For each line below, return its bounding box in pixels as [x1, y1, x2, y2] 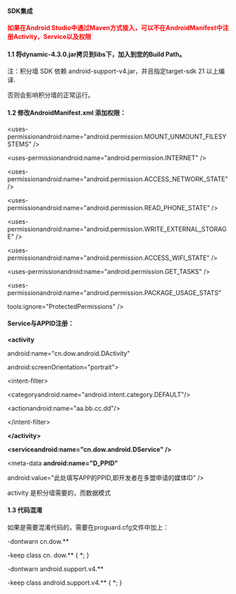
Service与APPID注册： [7, 319, 74, 328]
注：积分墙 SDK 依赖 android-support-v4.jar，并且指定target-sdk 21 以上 [7, 67, 219, 76]
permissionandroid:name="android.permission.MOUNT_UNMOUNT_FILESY [7, 132, 227, 141]
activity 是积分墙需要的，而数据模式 [7, 489, 111, 497]
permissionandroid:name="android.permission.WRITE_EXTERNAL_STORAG [7, 224, 228, 233]
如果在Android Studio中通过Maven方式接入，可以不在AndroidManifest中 [7, 23, 223, 32]
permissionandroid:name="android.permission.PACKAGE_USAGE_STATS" [7, 288, 222, 297]
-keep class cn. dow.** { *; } [7, 551, 90, 559]
